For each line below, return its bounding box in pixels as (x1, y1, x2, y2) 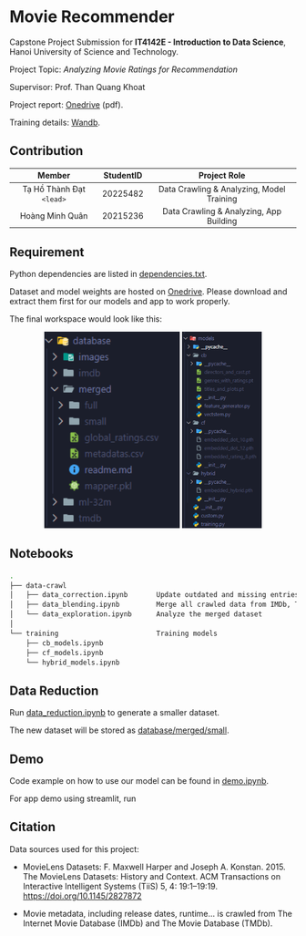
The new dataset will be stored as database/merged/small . (9, 725, 229, 735)
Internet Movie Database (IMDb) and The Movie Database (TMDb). (22, 918, 273, 929)
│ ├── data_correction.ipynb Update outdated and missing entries (9, 591, 300, 600)
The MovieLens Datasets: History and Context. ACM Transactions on (22, 870, 281, 881)
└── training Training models (9, 629, 219, 638)
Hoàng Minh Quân (19, 211, 88, 221)
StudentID (103, 170, 143, 181)
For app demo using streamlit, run (9, 793, 137, 804)
